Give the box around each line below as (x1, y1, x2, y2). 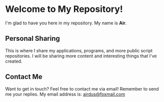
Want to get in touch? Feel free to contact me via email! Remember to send (5, 86, 159, 92)
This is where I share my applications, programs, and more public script (5, 47, 153, 53)
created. (5, 58, 22, 64)
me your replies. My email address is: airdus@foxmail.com (5, 91, 125, 97)
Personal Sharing (5, 34, 60, 43)
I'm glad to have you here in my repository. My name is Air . (5, 20, 127, 26)
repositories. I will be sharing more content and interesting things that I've (5, 53, 157, 59)
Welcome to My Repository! (5, 3, 123, 15)
